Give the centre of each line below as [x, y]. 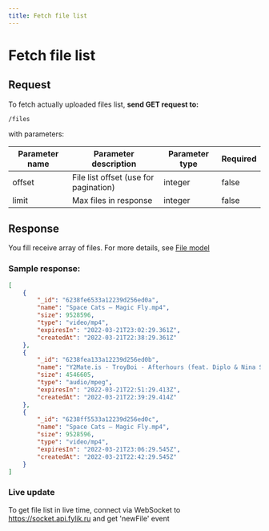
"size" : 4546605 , [66, 375]
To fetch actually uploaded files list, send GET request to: [103, 104]
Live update [32, 492]
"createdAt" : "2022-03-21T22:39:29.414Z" [107, 397]
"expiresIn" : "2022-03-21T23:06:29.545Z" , [109, 449]
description [114, 164]
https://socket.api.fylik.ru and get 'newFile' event [89, 518]
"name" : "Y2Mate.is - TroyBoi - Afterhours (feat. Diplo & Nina [147, 367]
